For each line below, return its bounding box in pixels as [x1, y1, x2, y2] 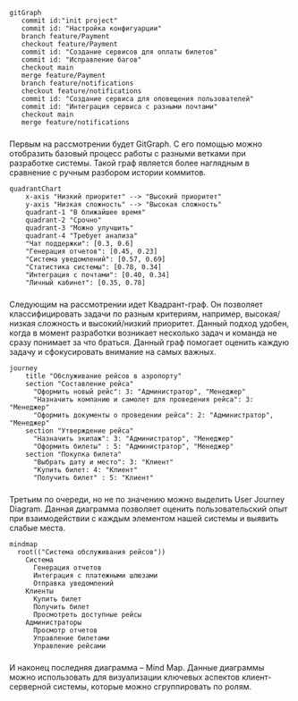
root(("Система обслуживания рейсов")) [17, 547, 166, 556]
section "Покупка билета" [25, 450, 123, 459]
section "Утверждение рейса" [25, 426, 134, 435]
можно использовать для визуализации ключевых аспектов [9, 671, 240, 682]
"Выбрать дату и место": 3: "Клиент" [32, 457, 175, 467]
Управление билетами [32, 633, 110, 643]
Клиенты [25, 587, 54, 595]
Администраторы [25, 618, 82, 627]
